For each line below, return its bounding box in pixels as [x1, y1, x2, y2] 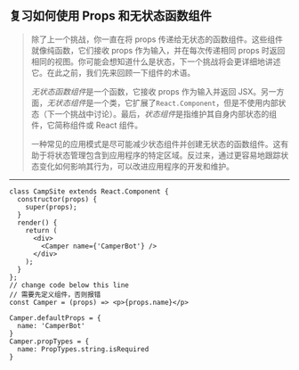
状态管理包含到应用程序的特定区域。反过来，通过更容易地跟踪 [54, 150, 281, 160]
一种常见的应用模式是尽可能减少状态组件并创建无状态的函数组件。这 [30, 138, 281, 149]
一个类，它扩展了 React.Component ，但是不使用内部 [93, 97, 279, 108]
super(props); [25, 202, 77, 211]
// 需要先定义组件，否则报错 [9, 290, 101, 299]
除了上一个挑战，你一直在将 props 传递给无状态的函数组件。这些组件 [30, 34, 283, 45]
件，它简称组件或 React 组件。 [30, 119, 143, 130]
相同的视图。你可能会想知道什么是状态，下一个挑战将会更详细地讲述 [30, 56, 281, 67]
